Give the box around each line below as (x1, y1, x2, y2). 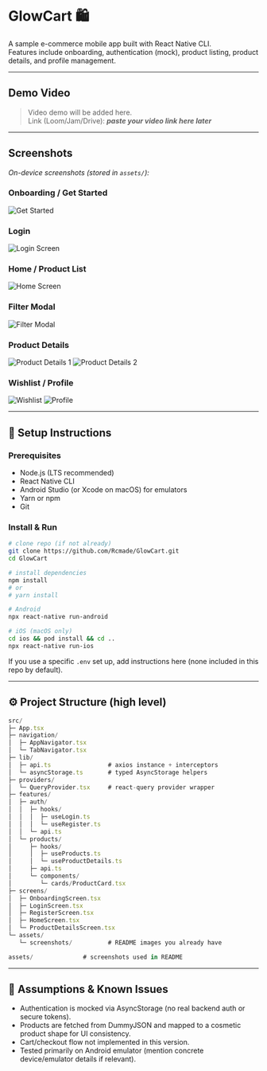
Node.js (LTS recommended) (19, 468, 114, 478)
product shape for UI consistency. (19, 1029, 131, 1038)
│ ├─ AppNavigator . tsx (8, 739, 87, 747)
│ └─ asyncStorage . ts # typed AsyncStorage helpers (8, 768, 208, 776)
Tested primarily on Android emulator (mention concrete (19, 1046, 204, 1056)
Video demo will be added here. (27, 107, 133, 117)
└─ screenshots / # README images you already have (18, 938, 222, 947)
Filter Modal (8, 301, 56, 312)
